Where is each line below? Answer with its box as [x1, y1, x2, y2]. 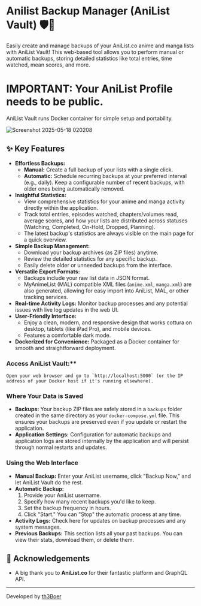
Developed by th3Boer [6, 593, 62, 600]
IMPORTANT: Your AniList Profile [6, 82, 173, 96]
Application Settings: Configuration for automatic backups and [14, 431, 172, 438]
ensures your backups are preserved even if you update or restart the [14, 418, 187, 426]
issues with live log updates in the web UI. [14, 306, 119, 313]
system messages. [14, 523, 62, 530]
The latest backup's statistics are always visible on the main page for [23, 230, 194, 237]
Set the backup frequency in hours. [23, 504, 111, 511]
